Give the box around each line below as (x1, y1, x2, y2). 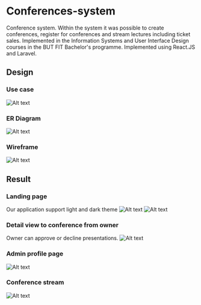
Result (6, 174, 31, 184)
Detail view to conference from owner (6, 221, 119, 229)
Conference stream (6, 278, 64, 287)
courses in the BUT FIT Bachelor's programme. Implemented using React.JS (6, 43, 196, 51)
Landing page (6, 192, 48, 200)
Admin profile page (6, 250, 64, 258)
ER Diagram (6, 114, 41, 122)
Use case (6, 86, 34, 94)
